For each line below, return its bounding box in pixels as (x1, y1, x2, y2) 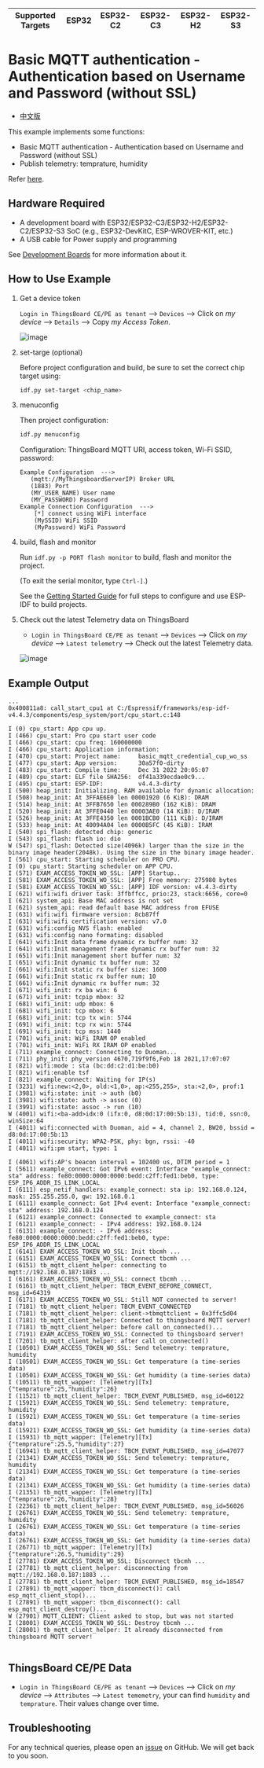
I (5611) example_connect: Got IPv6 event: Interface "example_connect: (8, 1165, 251, 1174)
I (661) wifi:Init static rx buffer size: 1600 (8, 966, 167, 974)
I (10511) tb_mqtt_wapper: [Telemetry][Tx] (8, 1379, 153, 1387)
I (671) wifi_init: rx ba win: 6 (8, 987, 118, 994)
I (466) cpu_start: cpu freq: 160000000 (8, 739, 143, 747)
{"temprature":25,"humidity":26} (8, 1385, 118, 1394)
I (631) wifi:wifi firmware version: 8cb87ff (8, 911, 159, 919)
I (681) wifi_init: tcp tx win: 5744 (8, 1014, 132, 1022)
